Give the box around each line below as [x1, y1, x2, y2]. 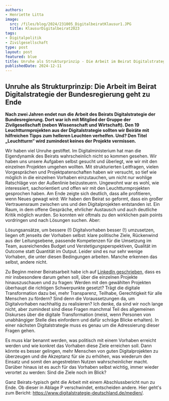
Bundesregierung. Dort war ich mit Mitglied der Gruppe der [5, 116, 131, 122]
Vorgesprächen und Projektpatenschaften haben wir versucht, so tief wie [5, 169, 157, 175]
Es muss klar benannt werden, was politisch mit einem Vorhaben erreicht [5, 337, 156, 343]
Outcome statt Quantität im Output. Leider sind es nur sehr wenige [5, 248, 143, 254]
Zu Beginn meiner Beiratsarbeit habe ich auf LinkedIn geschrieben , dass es [5, 269, 161, 275]
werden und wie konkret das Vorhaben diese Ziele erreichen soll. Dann [5, 343, 152, 349]
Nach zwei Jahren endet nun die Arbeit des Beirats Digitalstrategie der [5, 111, 156, 117]
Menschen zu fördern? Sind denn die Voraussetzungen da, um [5, 295, 135, 301]
